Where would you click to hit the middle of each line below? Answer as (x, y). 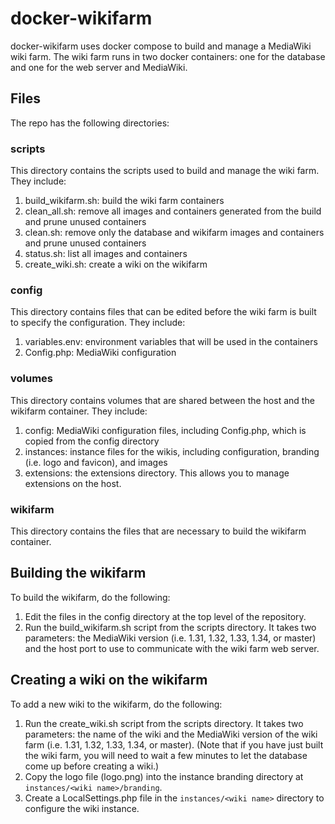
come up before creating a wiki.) (92, 766)
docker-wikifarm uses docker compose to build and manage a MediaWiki (161, 46)
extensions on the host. (73, 483)
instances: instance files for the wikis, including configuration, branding (172, 451)
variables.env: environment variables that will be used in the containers (171, 342)
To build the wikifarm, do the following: (90, 597)
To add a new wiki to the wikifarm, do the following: (116, 704)
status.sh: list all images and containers (106, 254)
